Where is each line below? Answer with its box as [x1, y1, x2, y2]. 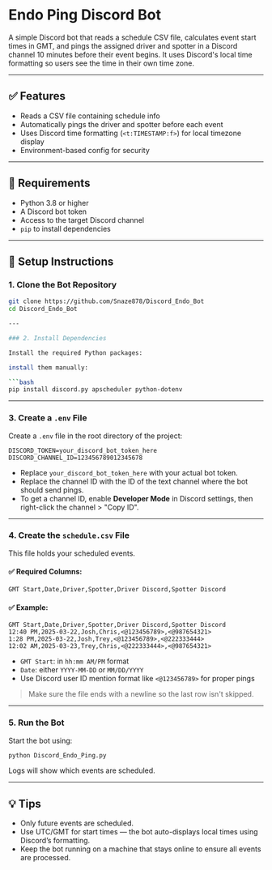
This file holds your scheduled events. [8, 548, 136, 558]
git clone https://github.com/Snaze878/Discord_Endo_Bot [8, 297, 205, 305]
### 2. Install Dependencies [8, 334, 107, 342]
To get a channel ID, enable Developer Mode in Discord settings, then [19, 493, 253, 503]
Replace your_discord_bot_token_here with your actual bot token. [19, 467, 239, 477]
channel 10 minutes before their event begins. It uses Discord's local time [8, 49, 253, 59]
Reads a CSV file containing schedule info [19, 111, 160, 121]
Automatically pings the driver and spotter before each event [19, 119, 224, 129]
